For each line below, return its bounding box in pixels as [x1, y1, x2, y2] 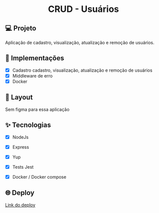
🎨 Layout [5, 93, 33, 102]
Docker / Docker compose [12, 174, 67, 180]
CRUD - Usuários [48, 3, 119, 15]
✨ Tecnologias [5, 121, 51, 129]
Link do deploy [5, 202, 36, 208]
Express [12, 144, 29, 150]
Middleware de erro [12, 73, 53, 79]
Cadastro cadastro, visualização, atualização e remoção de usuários [12, 67, 153, 73]
